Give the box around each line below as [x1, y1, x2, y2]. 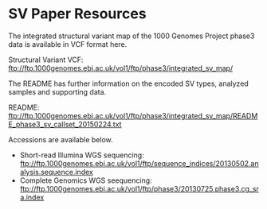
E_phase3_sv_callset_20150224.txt [8, 119, 122, 129]
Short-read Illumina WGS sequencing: [19, 150, 145, 160]
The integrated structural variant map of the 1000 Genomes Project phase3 [8, 31, 255, 41]
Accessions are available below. [8, 134, 113, 144]
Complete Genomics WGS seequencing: [19, 176, 153, 185]
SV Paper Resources [8, 5, 147, 23]
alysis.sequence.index [19, 167, 93, 176]
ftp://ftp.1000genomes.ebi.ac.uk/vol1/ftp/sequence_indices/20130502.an [19, 158, 259, 168]
